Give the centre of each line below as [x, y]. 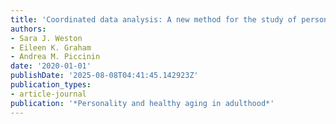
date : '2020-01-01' [51, 66]
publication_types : [51, 85]
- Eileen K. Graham [51, 47]
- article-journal [48, 94]
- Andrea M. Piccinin [55, 57]
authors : [28, 29]
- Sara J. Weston [46, 38]
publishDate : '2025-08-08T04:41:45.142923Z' [104, 76]
